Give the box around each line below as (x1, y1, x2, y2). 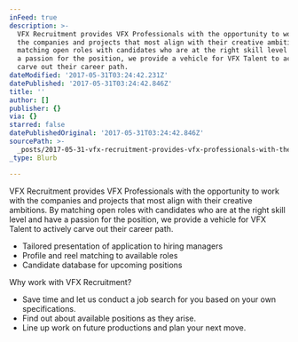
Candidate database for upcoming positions (21, 259, 183, 270)
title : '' (9, 87, 46, 96)
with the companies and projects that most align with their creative (9, 195, 253, 205)
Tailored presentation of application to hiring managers (21, 241, 223, 251)
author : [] (9, 95, 50, 105)
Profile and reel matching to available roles (21, 250, 178, 260)
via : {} (9, 112, 38, 121)
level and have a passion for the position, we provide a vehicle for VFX (9, 214, 266, 225)
